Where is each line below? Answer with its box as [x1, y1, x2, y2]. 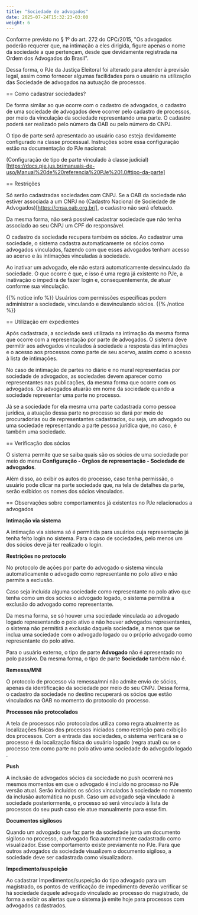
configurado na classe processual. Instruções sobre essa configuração [6, 139, 180, 146]
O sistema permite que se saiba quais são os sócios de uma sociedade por [6, 451, 189, 458]
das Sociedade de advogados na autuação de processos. [6, 79, 147, 86]
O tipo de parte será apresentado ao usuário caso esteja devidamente [6, 132, 176, 139]
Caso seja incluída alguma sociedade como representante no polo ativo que [6, 588, 191, 595]
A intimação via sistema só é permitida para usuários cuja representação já [6, 528, 189, 536]
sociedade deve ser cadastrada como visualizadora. [6, 854, 134, 861]
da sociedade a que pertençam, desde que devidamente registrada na [6, 49, 177, 56]
